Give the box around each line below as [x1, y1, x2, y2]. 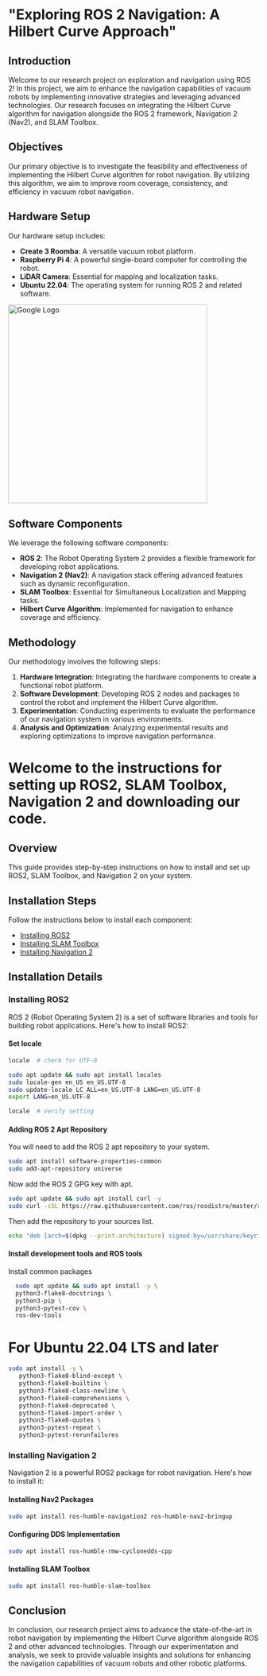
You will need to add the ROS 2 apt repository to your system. [8, 1142, 211, 1152]
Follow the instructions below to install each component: [8, 915, 193, 925]
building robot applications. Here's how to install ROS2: [8, 1020, 189, 1030]
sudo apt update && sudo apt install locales [8, 1070, 161, 1078]
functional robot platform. [19, 681, 104, 691]
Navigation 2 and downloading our [8, 793, 241, 811]
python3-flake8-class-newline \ [18, 1387, 126, 1395]
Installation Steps [8, 894, 97, 908]
